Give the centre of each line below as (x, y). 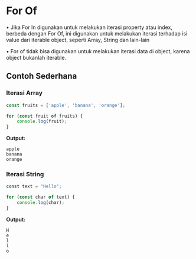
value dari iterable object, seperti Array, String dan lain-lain (78, 40)
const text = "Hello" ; (34, 187)
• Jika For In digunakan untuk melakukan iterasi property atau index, (89, 27)
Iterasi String (25, 174)
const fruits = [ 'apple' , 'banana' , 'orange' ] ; (66, 105)
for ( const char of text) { (41, 197)
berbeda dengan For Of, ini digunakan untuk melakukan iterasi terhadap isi (97, 33)
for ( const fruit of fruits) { (45, 116)
